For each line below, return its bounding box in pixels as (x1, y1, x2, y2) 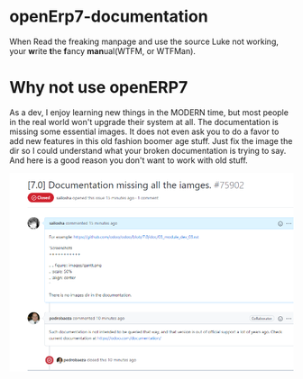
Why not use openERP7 (9, 77, 188, 98)
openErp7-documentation (9, 6, 209, 27)
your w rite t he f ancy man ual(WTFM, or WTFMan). (9, 45, 197, 56)
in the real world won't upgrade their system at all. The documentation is (9, 116, 280, 127)
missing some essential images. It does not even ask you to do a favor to (9, 126, 280, 137)
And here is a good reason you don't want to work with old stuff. (9, 155, 248, 166)
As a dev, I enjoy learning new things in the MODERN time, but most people (9, 106, 289, 118)
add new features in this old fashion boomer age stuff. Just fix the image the (9, 135, 293, 146)
